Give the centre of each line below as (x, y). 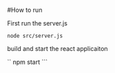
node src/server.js (35, 36)
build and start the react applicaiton (57, 49)
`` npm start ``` (28, 62)
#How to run (25, 10)
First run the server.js (37, 23)
